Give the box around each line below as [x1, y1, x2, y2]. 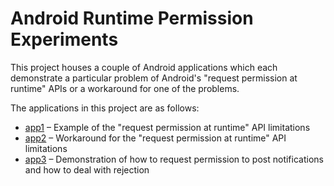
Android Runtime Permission [10, 7, 254, 30]
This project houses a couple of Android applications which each [10, 61, 278, 73]
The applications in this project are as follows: [10, 102, 200, 114]
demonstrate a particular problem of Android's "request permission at [10, 72, 298, 84]
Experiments [10, 28, 119, 51]
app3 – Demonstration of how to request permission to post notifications [24, 153, 324, 165]
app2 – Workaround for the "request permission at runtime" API [24, 132, 287, 144]
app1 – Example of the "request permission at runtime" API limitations [24, 121, 311, 133]
